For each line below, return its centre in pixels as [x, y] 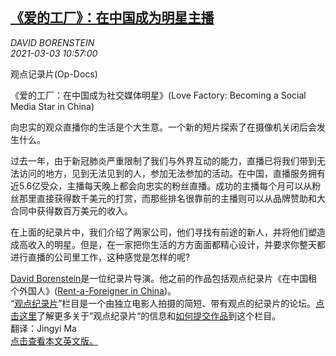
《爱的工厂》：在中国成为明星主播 [112, 18]
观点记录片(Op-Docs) [54, 74]
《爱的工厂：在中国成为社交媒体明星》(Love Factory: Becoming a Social [158, 95]
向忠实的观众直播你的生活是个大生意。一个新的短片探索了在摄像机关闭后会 [163, 127]
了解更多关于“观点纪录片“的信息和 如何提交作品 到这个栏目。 [159, 315]
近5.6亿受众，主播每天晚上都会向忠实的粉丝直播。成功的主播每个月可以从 [161, 185]
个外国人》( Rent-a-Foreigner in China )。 [93, 290]
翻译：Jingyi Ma [43, 328]
